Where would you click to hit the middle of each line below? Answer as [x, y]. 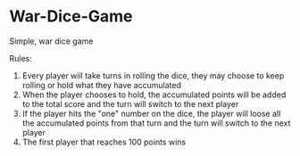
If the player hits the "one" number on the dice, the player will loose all [151, 113]
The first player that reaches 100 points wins [104, 142]
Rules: [21, 58]
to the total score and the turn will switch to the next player [130, 103]
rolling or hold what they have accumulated [101, 85]
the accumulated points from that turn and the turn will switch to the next [156, 123]
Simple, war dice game [51, 41]
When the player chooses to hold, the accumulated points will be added [154, 94]
